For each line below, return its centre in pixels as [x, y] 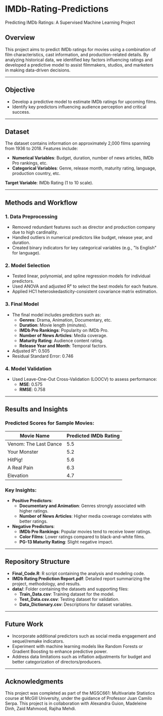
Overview [20, 38]
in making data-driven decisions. [38, 70]
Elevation [18, 476]
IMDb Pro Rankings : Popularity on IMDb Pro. [64, 330]
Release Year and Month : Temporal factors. [63, 345]
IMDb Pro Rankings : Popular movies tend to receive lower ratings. [85, 531]
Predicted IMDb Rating [93, 436]
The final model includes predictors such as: [56, 315]
